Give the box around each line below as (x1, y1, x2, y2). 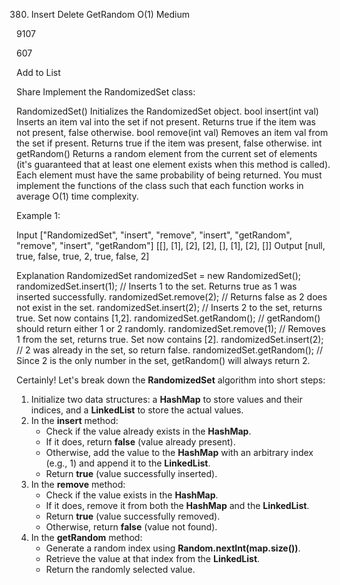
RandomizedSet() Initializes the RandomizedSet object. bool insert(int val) (16, 105, 319, 117)
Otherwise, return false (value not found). (45, 521, 218, 533)
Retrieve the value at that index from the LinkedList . (45, 553, 261, 564)
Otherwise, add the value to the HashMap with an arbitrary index (45, 447, 314, 458)
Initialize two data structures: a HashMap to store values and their (30, 394, 303, 405)
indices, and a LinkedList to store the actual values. (30, 404, 244, 416)
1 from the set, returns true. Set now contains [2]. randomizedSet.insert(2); (16, 334, 324, 345)
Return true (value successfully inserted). (45, 468, 218, 479)
